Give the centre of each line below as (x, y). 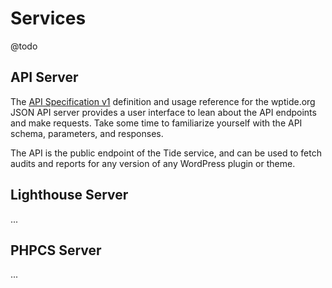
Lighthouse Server (69, 195)
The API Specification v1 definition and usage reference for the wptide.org (163, 101)
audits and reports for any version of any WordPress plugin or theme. (153, 163)
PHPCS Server (56, 250)
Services (48, 18)
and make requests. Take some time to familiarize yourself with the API (156, 123)
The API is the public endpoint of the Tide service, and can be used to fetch (166, 153)
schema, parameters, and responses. (87, 133)
